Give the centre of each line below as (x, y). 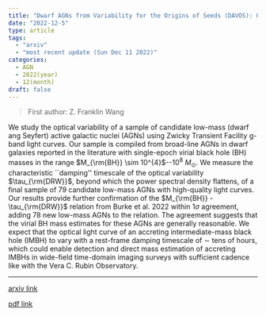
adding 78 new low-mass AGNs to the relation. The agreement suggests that (133, 214)
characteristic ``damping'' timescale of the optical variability (106, 172)
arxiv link (23, 288)
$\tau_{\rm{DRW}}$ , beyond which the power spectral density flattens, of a (131, 181)
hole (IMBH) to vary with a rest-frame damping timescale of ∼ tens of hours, (133, 240)
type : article (32, 30)
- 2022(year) (37, 75)
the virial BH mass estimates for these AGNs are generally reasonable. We (129, 223)
